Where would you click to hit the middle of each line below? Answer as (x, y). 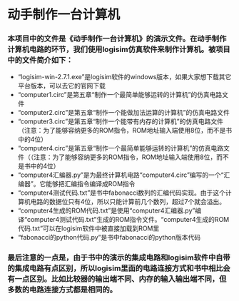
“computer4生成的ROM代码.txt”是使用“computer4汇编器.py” (106, 210)
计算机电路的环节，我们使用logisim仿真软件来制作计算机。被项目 (119, 49)
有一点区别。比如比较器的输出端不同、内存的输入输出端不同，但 (117, 279)
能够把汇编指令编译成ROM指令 (90, 184)
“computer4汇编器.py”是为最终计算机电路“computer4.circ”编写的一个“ (121, 175)
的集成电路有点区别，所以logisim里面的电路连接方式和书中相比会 (119, 268)
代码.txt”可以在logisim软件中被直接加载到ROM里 (88, 228)
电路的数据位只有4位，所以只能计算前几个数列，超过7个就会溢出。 (128, 202)
